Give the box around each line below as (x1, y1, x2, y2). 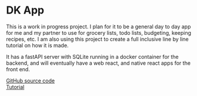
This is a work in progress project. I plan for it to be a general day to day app (6, 23, 191, 30)
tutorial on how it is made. (6, 42, 69, 49)
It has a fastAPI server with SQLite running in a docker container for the (6, 53, 179, 60)
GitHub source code (6, 77, 55, 84)
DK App (6, 4, 45, 17)
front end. (6, 65, 31, 72)
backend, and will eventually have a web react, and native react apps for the (6, 59, 191, 67)
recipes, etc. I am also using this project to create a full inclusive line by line (6, 35, 189, 42)
